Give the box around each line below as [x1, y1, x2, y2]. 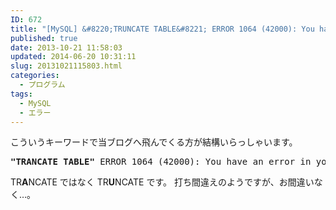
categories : [10, 71, 60, 81]
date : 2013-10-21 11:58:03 [10, 42, 123, 53]
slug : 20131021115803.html [10, 61, 123, 71]
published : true [10, 33, 78, 43]
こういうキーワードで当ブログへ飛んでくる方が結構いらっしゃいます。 [10, 136, 298, 148]
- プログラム [19, 80, 66, 90]
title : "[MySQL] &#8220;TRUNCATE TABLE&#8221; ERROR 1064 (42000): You [10, 24, 315, 34]
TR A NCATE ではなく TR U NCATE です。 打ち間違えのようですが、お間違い [10, 176, 315, 188]
